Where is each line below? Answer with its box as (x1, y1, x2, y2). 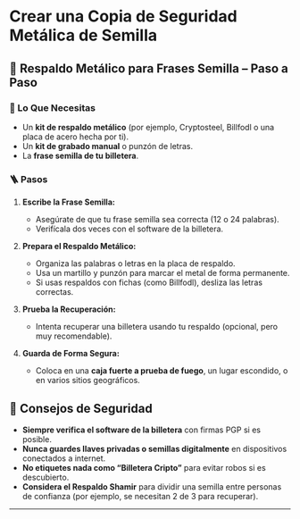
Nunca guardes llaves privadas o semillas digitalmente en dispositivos (21, 443, 287, 454)
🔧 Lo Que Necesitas (9, 101, 96, 113)
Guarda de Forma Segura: (21, 348, 121, 359)
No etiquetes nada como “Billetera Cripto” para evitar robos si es (21, 462, 266, 473)
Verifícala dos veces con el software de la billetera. (35, 223, 224, 234)
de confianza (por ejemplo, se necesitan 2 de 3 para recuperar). (21, 490, 259, 501)
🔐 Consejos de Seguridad (9, 400, 154, 416)
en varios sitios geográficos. (35, 375, 140, 386)
